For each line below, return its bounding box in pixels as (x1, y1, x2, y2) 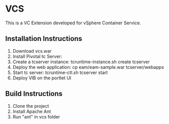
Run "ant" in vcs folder (12, 113, 60, 119)
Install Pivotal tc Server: (12, 53, 62, 59)
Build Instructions (5, 90, 63, 98)
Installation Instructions (5, 34, 83, 43)
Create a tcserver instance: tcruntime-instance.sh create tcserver (12, 59, 150, 65)
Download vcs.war (12, 48, 52, 54)
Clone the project (12, 103, 49, 109)
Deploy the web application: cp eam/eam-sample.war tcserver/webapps (12, 64, 164, 70)
